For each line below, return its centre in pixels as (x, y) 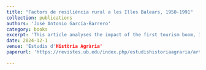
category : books (27, 29)
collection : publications (39, 18)
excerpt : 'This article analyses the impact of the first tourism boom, (101, 35)
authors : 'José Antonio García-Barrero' (59, 23)
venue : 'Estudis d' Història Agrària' (55, 47)
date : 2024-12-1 (27, 41)
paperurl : (19, 52)
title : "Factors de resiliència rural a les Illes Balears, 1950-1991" (100, 12)
